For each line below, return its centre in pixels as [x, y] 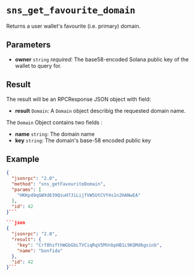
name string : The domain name [55, 134]
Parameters [28, 45]
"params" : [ [27, 190]
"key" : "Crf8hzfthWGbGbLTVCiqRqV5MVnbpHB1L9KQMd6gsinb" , [90, 245]
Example [23, 159]
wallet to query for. [38, 65]
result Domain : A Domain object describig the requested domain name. [100, 110]
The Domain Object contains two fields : [55, 122]
